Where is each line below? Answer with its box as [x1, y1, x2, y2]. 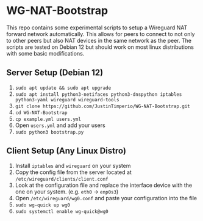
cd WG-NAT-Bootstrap [15, 109, 68, 116]
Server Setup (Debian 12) [6, 68, 104, 78]
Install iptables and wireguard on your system [15, 162, 131, 169]
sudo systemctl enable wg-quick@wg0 [15, 208, 109, 214]
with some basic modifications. [6, 49, 85, 57]
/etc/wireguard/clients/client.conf [15, 176, 109, 182]
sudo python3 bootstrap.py [15, 129, 84, 135]
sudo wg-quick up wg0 [15, 202, 70, 208]
